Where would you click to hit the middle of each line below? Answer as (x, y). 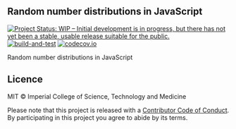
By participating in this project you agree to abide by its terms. (98, 117)
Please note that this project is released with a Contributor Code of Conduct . (118, 110)
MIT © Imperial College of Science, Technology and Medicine (97, 96)
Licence (25, 79)
